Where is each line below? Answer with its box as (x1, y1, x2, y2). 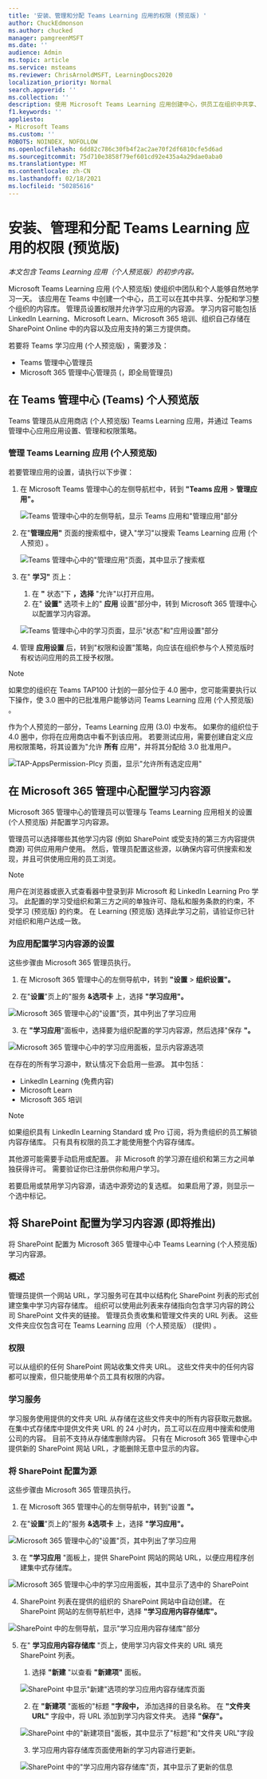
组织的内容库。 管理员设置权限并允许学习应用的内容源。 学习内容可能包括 (14, 304, 257, 313)
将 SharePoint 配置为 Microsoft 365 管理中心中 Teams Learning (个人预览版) (8, 1239, 257, 1249)
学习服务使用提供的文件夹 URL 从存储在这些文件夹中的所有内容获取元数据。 (8, 1413, 257, 1423)
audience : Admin (8, 49, 62, 57)
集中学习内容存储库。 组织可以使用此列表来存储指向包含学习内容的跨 (22, 1301, 248, 1310)
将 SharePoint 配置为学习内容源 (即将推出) (8, 1217, 217, 1230)
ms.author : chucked (8, 26, 73, 34)
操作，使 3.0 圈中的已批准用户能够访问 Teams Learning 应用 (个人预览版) (14, 695, 254, 704)
